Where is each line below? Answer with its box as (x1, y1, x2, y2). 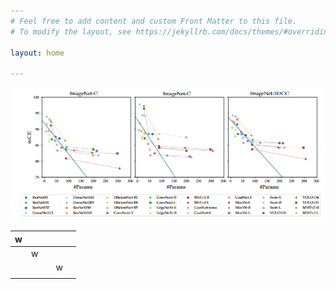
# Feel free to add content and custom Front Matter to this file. (10, 16, 298, 26)
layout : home (10, 48, 65, 58)
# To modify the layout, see (10, 26, 132, 37)
